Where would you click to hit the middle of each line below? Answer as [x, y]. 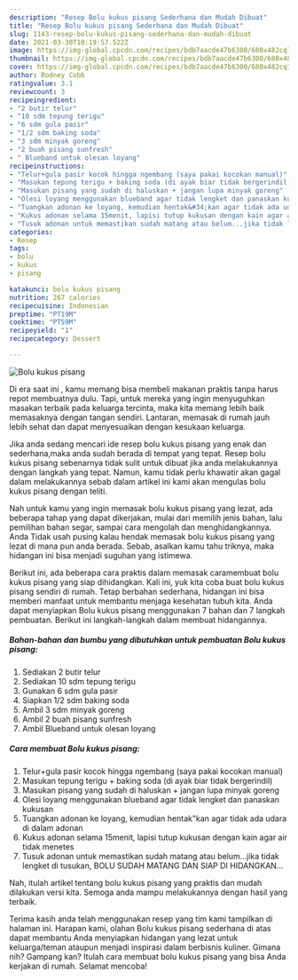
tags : [19, 249]
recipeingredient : [43, 100]
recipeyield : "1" [41, 331]
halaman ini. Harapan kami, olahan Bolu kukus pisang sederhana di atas [141, 928]
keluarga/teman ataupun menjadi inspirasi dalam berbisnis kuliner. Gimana [145, 947]
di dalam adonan [52, 827]
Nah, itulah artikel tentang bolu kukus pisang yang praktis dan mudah [136, 882]
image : [21, 51]
